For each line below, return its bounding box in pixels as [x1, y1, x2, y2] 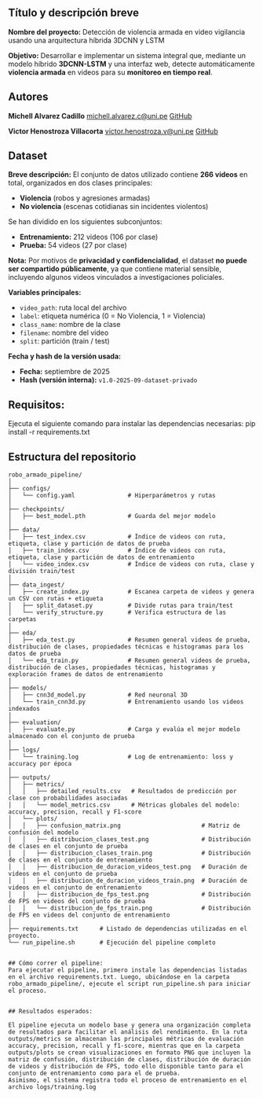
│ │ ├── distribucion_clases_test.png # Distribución [8, 836, 251, 844]
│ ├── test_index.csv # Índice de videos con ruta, [8, 533, 226, 541]
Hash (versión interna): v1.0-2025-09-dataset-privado [19, 375, 198, 384]
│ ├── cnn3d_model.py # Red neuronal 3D [8, 691, 188, 699]
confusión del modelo [8, 829, 79, 836]
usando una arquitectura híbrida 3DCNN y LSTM [8, 35, 165, 45]
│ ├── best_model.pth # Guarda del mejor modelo [8, 513, 216, 520]
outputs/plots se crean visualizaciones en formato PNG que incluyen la [8, 1049, 251, 1057]
